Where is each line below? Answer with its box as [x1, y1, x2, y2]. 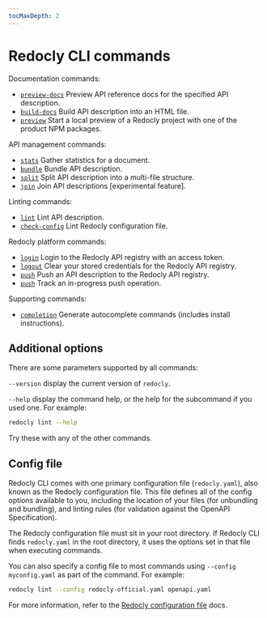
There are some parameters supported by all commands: [8, 363, 198, 373]
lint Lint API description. [19, 212, 104, 222]
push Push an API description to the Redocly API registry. [19, 269, 210, 279]
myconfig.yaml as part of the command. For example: [8, 570, 184, 580]
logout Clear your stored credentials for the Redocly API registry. [19, 261, 237, 271]
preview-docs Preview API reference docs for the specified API [19, 89, 229, 99]
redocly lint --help [8, 419, 78, 427]
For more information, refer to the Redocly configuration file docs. [8, 600, 228, 610]
